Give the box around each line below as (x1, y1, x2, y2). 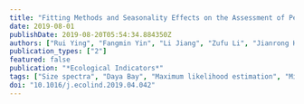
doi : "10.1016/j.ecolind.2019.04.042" (9, 80, 156, 90)
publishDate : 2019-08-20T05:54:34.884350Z (9, 30, 172, 39)
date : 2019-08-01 (9, 22, 75, 31)
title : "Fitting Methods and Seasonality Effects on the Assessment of (9, 13, 285, 23)
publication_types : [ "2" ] (9, 47, 107, 56)
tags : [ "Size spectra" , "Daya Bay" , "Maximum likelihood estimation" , (9, 72, 281, 81)
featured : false (9, 55, 71, 64)
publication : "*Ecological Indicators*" (9, 64, 165, 73)
